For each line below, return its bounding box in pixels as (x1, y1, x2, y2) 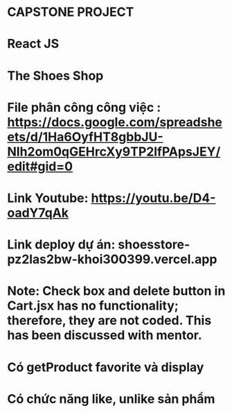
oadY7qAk (7, 205, 69, 221)
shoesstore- (117, 237, 190, 253)
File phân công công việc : (7, 99, 161, 115)
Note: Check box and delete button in (7, 283, 226, 299)
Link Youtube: (7, 190, 89, 205)
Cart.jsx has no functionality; (7, 298, 179, 314)
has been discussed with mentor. (7, 328, 202, 344)
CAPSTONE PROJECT (7, 4, 134, 20)
